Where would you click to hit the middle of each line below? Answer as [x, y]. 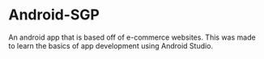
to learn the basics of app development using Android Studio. [111, 45]
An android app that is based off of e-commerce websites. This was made [132, 37]
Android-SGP [54, 15]
